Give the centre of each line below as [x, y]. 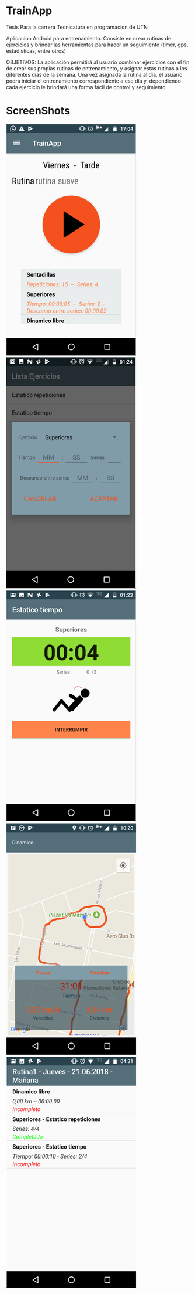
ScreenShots [38, 111]
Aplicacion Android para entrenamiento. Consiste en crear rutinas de [88, 38]
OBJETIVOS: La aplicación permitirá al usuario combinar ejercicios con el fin [98, 62]
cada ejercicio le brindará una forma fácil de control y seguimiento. [87, 87]
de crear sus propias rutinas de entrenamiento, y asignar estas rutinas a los [97, 68]
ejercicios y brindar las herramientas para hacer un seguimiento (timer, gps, [97, 45]
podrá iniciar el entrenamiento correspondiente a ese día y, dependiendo [94, 81]
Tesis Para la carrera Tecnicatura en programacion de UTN [77, 27]
